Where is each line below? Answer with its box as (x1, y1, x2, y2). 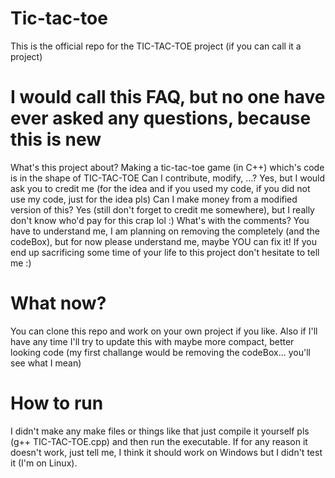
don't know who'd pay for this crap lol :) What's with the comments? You (10, 214, 310, 226)
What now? (10, 292, 107, 315)
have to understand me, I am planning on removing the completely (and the (10, 225, 320, 237)
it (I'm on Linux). (10, 457, 78, 469)
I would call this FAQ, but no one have (10, 86, 326, 109)
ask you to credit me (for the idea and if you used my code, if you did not (10, 182, 311, 194)
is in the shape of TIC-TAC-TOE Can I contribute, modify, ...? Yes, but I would (10, 172, 326, 184)
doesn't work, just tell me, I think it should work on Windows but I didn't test (10, 446, 323, 458)
